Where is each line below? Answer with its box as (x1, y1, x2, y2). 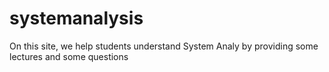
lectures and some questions (9, 50, 129, 62)
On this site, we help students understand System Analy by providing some (9, 40, 319, 52)
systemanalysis (9, 7, 144, 30)
